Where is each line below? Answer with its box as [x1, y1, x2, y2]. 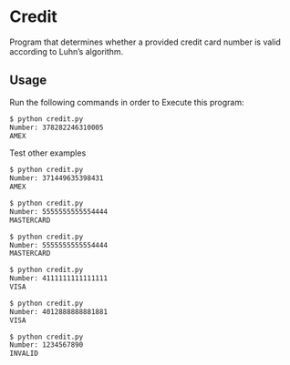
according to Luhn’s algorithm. [9, 46, 124, 56]
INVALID [9, 349, 39, 359]
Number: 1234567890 [9, 340, 84, 350]
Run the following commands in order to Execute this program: [9, 96, 244, 107]
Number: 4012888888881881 [9, 307, 108, 316]
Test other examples [9, 147, 87, 158]
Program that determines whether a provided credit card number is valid [9, 36, 281, 47]
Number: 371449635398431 [9, 174, 104, 183]
